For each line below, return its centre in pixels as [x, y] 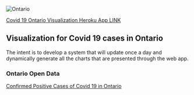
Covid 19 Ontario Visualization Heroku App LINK [64, 20]
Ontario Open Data [33, 74]
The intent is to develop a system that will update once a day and [84, 52]
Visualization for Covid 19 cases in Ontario [84, 39]
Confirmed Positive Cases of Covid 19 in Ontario [64, 86]
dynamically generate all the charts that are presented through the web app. [97, 59]
